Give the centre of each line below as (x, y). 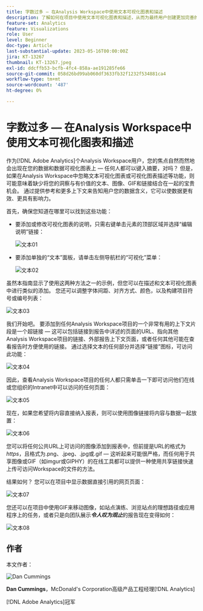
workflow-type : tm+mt (34, 79)
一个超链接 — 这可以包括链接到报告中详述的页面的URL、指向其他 (98, 331)
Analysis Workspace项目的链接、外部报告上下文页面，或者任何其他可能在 (98, 338)
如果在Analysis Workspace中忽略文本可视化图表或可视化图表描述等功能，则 (100, 175)
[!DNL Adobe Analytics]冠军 (41, 601)
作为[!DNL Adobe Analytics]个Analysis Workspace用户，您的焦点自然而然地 (101, 160)
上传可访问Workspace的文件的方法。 (52, 468)
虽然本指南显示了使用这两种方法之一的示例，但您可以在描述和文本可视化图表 (101, 283)
